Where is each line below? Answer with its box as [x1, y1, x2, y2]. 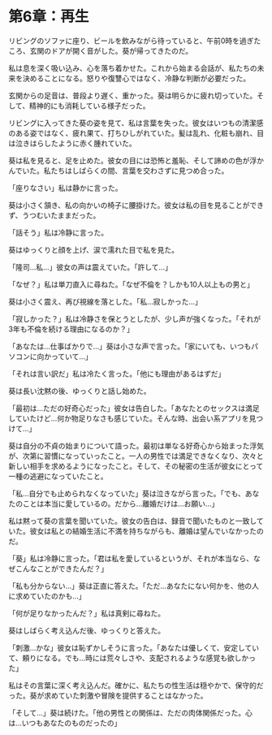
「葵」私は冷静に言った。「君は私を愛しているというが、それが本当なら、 [8, 553, 254, 563]
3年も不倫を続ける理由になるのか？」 [8, 324, 134, 334]
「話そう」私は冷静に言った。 [8, 227, 108, 237]
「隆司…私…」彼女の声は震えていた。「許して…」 [8, 262, 173, 272]
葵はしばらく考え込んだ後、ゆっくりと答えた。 [8, 625, 165, 635]
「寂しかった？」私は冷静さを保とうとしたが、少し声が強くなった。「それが [8, 313, 261, 323]
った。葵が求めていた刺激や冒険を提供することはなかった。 [8, 690, 208, 700]
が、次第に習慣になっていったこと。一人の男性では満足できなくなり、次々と [8, 451, 264, 460]
